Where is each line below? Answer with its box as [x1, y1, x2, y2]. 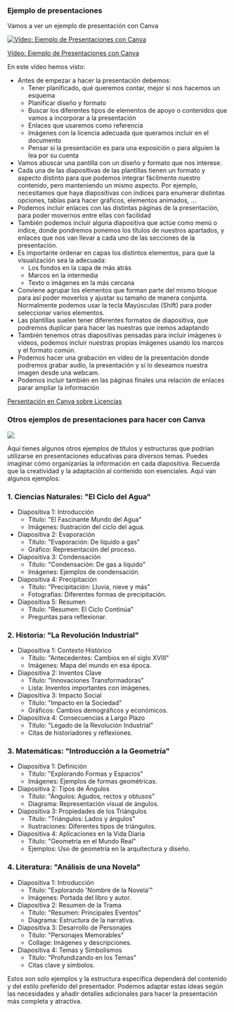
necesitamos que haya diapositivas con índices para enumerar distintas [17, 189, 226, 197]
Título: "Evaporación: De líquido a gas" [27, 537, 141, 546]
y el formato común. [17, 346, 76, 355]
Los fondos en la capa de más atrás [27, 264, 132, 272]
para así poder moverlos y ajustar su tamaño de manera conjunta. [17, 293, 209, 302]
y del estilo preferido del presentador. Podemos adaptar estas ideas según [7, 982, 223, 990]
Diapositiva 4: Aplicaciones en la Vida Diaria [17, 829, 145, 838]
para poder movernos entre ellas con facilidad [17, 211, 151, 220]
